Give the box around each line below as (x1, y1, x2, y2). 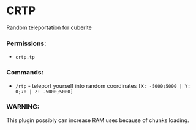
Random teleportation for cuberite (6, 24, 92, 31)
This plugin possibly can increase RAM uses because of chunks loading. (6, 117, 189, 124)
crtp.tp (15, 54, 35, 60)
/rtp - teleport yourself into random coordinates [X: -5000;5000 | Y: (15, 82, 191, 89)
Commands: (6, 68, 44, 77)
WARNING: (6, 103, 40, 111)
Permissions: (6, 39, 47, 48)
